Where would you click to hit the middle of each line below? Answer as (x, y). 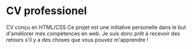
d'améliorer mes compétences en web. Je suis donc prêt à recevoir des (93, 33)
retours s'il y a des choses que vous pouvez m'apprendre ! (77, 40)
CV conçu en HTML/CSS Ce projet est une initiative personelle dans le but (96, 27)
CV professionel (47, 11)
